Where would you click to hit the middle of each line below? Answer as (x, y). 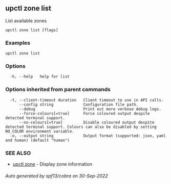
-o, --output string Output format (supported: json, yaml (88, 136)
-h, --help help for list (40, 77)
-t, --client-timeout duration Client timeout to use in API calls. (87, 100)
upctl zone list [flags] (32, 30)
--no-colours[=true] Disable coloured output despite (87, 122)
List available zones (26, 20)
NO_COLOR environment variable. (40, 131)
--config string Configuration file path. (79, 104)
